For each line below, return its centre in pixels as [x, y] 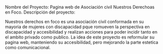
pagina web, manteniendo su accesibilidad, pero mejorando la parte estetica [82, 42]
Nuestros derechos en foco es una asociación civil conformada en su [75, 22]
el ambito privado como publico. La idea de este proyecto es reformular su [80, 37]
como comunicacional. [28, 47]
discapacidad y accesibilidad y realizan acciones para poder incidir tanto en [81, 32]
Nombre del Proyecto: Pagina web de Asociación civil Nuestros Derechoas [80, 7]
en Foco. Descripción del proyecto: [40, 12]
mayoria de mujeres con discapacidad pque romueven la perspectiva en [77, 27]
